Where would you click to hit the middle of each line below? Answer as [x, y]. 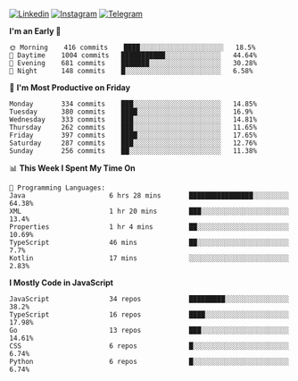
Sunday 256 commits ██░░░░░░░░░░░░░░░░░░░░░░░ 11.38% [133, 151]
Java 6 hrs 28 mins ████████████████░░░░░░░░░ [149, 196]
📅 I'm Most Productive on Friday [70, 88]
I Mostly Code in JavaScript [62, 283]
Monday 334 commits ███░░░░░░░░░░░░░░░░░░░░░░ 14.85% [133, 104]
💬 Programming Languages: [57, 188]
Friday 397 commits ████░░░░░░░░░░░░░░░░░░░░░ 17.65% [133, 135]
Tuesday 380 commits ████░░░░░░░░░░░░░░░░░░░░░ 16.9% [131, 112]
